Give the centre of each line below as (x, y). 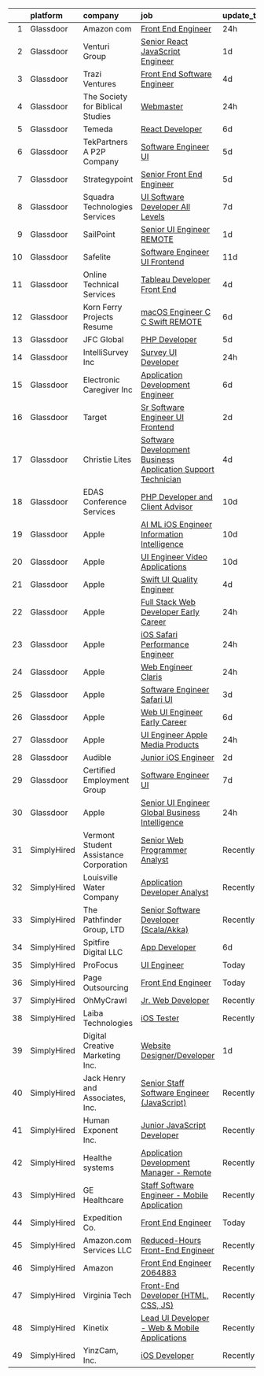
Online (95, 275)
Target (95, 417)
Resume (98, 327)
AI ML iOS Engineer (177, 524)
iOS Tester (160, 1018)
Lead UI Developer (175, 1318)
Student (97, 845)
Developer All (166, 207)
